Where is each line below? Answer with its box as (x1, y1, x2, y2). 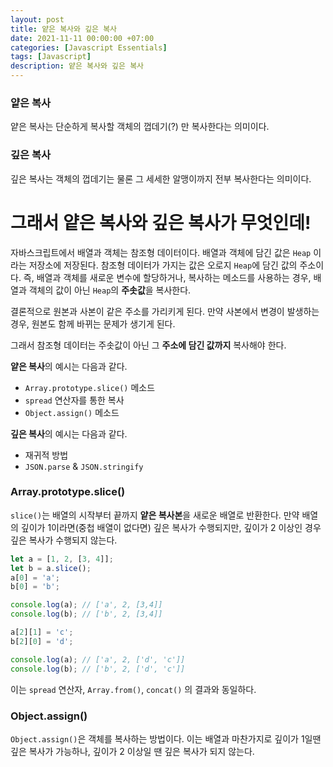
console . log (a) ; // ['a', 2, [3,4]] (10, 600, 163, 610)
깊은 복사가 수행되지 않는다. (10, 534, 118, 546)
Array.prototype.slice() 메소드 (24, 381, 156, 393)
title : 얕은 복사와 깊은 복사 (10, 24, 118, 34)
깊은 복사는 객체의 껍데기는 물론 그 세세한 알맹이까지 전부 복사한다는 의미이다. (10, 172, 312, 185)
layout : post (10, 14, 65, 25)
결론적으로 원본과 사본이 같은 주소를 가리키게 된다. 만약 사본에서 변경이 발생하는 (10, 305, 320, 317)
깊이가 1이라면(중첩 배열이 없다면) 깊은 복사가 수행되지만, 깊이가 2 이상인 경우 (20, 521, 322, 533)
